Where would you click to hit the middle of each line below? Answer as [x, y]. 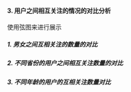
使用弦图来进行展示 [34, 27]
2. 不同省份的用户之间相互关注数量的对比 [65, 63]
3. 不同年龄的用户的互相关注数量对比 [59, 82]
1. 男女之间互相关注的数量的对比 [52, 44]
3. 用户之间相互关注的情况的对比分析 [59, 10]
